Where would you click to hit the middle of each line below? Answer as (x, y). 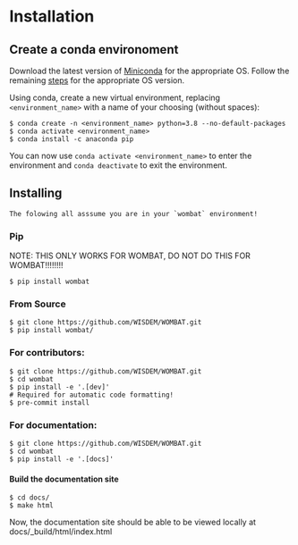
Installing (36, 193)
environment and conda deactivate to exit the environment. (119, 165)
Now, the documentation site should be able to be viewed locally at (133, 522)
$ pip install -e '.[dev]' (60, 387)
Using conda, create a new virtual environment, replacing (115, 97)
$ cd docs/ (30, 498)
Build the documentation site (64, 479)
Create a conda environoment (94, 50)
